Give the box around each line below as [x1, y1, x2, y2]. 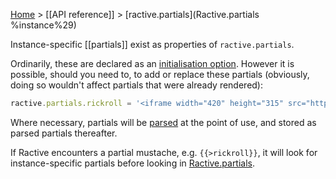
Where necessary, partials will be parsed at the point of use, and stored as [10, 116, 317, 128]
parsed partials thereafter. [10, 127, 118, 139]
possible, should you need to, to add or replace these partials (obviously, [10, 69, 310, 80]
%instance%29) [10, 19, 77, 31]
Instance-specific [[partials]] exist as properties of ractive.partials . [10, 39, 295, 50]
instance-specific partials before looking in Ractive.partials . [10, 157, 256, 169]
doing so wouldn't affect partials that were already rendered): [10, 79, 264, 91]
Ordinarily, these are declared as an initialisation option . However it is [10, 58, 295, 69]
